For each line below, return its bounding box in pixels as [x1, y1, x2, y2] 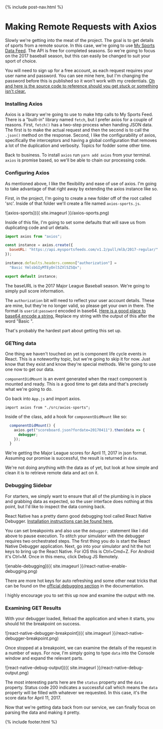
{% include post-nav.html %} [5, 4, 63, 10]
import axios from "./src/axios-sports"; [5, 405, 91, 410]
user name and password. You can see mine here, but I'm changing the [5, 73, 148, 79]
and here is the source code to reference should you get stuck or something [5, 83, 159, 89]
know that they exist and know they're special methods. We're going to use [5, 361, 156, 367]
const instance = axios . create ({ [5, 243, 73, 248]
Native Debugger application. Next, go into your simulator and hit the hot [5, 543, 151, 549]
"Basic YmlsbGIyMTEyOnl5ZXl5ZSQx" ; [9, 265, 82, 270]
